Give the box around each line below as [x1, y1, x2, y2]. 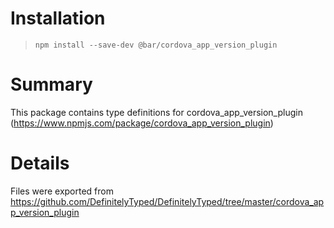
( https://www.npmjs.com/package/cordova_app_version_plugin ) [10, 117, 274, 129]
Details [10, 152, 70, 175]
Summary [10, 73, 93, 96]
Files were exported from [10, 185, 114, 197]
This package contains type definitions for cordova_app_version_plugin [10, 106, 303, 118]
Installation [10, 7, 106, 30]
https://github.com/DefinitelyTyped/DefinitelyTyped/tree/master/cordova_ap [10, 195, 325, 207]
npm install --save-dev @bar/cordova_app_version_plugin [34, 40, 278, 50]
